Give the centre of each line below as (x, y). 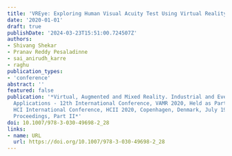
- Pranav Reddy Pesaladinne (48, 52)
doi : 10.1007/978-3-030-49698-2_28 (58, 123)
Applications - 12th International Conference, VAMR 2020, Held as (113, 104)
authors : (20, 39)
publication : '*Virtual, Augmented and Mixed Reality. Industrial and (111, 97)
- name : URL (24, 135)
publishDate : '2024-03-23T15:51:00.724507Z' (72, 33)
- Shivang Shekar (32, 46)
